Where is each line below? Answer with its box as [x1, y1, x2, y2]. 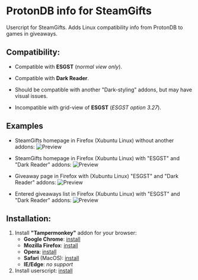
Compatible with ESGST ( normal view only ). [14, 63, 123, 70]
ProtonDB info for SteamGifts [6, 4, 152, 18]
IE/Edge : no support [23, 261, 73, 268]
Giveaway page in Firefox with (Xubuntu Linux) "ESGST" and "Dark [14, 172, 179, 179]
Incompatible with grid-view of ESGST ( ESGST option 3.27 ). [14, 104, 162, 111]
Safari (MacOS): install [23, 254, 79, 262]
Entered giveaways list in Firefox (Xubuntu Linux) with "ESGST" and [14, 190, 180, 197]
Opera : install [23, 248, 57, 256]
